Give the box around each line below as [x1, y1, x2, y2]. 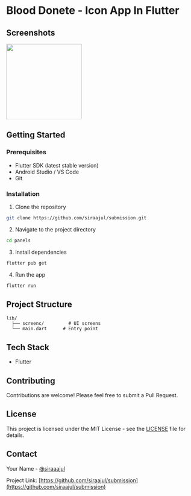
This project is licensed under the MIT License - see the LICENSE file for [6, 425, 186, 432]
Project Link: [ [6, 477, 41, 484]
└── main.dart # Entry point [11, 326, 98, 332]
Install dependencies [14, 248, 67, 256]
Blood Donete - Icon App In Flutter [6, 4, 180, 17]
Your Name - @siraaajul [6, 465, 65, 472]
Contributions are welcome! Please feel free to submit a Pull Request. [6, 391, 178, 398]
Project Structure [6, 299, 72, 309]
